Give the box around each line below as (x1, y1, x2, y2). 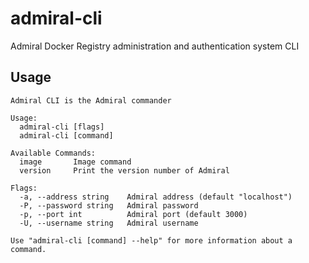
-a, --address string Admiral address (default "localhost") (19, 192, 293, 202)
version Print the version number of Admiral (19, 165, 230, 176)
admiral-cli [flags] (19, 122, 105, 132)
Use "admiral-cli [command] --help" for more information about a (10, 235, 293, 246)
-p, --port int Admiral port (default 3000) (19, 209, 248, 219)
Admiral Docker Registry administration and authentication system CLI (10, 40, 300, 52)
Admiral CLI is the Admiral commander (10, 95, 172, 106)
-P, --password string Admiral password (19, 200, 199, 211)
